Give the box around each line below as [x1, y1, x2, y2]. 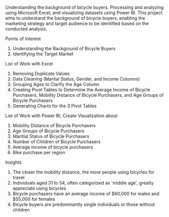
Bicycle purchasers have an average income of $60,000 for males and [12, 191, 159, 197]
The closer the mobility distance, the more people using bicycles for [12, 169, 155, 175]
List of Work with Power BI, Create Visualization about [5, 113, 118, 119]
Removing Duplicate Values [12, 70, 70, 77]
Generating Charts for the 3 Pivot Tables [12, 103, 97, 108]
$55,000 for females [12, 196, 56, 202]
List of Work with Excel [5, 61, 53, 66]
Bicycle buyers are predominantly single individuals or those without [12, 201, 155, 207]
